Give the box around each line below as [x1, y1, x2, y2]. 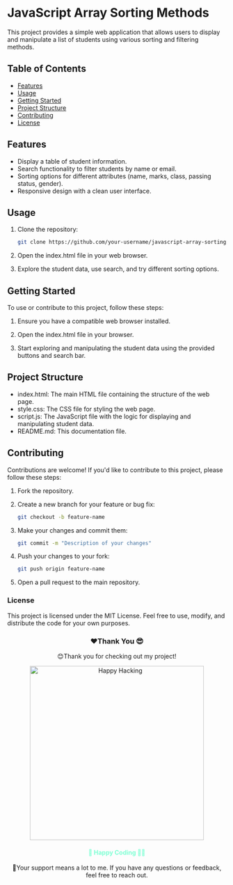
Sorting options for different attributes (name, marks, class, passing [17, 172, 211, 180]
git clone [17, 239, 47, 246]
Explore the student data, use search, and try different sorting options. [17, 265, 219, 273]
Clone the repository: [17, 225, 79, 234]
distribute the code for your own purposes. [7, 618, 131, 627]
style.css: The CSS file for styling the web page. [17, 405, 156, 413]
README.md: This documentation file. [17, 427, 127, 435]
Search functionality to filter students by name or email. [17, 164, 177, 173]
